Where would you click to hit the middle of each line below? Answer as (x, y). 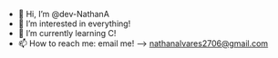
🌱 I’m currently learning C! (67, 33)
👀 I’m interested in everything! (74, 24)
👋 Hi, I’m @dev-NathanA (63, 14)
